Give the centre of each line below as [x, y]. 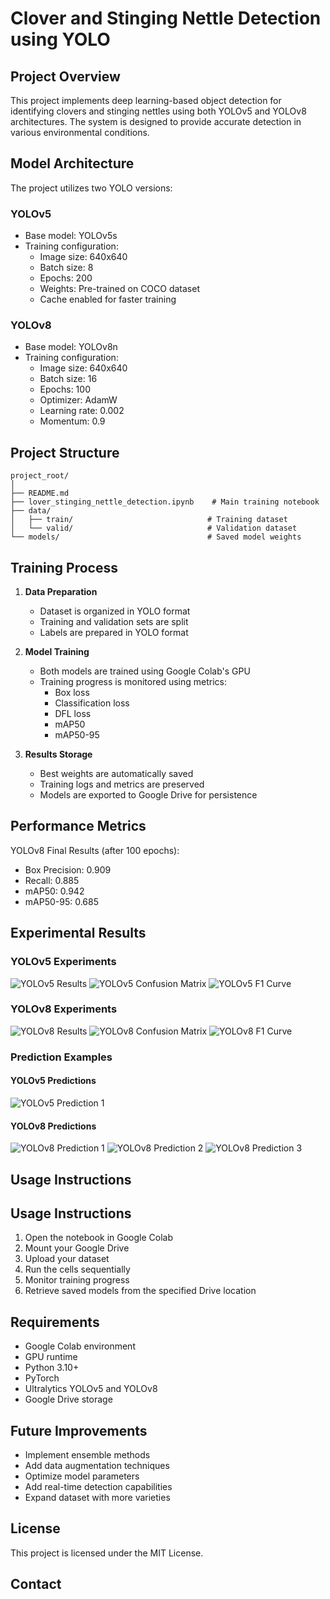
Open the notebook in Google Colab [99, 1238]
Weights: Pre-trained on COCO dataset [120, 289]
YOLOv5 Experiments [63, 962]
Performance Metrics [78, 826]
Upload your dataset [67, 1259]
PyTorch [42, 1378]
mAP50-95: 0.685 [61, 901]
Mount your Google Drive [77, 1248]
